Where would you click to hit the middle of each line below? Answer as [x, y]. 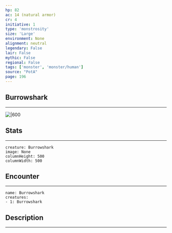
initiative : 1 [20, 24]
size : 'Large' [20, 34]
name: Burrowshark [25, 193]
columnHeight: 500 [25, 156]
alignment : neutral [26, 44]
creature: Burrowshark [29, 147]
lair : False [18, 53]
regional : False [23, 62]
